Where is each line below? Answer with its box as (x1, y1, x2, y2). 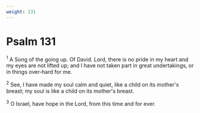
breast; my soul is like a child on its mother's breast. (6, 87, 135, 94)
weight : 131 (6, 8, 36, 15)
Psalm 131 (6, 34, 56, 48)
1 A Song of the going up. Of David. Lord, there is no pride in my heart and (6, 55, 189, 63)
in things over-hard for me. (6, 69, 72, 76)
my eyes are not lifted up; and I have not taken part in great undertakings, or (6, 62, 194, 69)
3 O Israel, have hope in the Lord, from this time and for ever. (6, 99, 156, 107)
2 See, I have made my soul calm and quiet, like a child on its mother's (6, 80, 179, 88)
